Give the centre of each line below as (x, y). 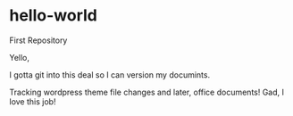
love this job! (33, 101)
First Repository (38, 40)
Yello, (19, 57)
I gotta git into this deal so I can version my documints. (110, 75)
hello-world (54, 16)
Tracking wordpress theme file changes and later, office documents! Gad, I (146, 92)
